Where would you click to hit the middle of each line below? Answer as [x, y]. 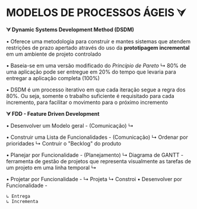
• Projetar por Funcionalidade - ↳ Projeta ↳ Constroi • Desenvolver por [94, 179]
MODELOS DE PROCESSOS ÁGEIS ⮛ [96, 13]
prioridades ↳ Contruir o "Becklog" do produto [64, 143]
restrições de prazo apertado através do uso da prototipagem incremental [98, 47]
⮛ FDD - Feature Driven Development [53, 113]
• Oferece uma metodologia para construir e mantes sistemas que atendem [99, 41]
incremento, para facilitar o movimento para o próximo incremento [87, 102]
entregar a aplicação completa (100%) [53, 78]
